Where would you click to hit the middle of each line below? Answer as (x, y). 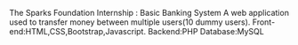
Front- (264, 22)
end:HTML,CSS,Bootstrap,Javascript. (78, 31)
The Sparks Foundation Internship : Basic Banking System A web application (149, 13)
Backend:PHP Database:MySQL (206, 31)
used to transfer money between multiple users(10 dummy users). (130, 22)
